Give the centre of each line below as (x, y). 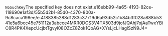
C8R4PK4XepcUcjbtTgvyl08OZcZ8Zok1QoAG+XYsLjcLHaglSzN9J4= (76, 28)
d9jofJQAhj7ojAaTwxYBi (138, 23)
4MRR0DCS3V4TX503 (90, 23)
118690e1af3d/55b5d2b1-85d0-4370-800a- (50, 12)
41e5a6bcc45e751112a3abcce (36, 23)
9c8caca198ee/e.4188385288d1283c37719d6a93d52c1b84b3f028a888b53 (83, 18)
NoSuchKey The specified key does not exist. (50, 7)
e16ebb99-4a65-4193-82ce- (123, 7)
